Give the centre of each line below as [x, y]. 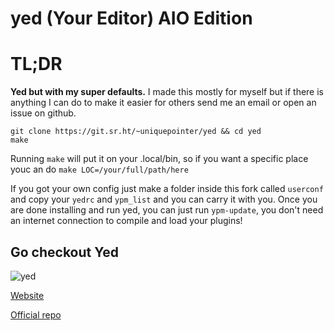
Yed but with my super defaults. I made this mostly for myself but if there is [167, 92]
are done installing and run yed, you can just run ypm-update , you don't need [167, 210]
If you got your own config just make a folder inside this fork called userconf [167, 189]
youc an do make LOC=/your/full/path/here [99, 169]
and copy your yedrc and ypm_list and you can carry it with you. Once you [164, 199]
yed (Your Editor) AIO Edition [131, 18]
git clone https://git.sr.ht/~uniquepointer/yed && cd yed [136, 132]
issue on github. [43, 113]
